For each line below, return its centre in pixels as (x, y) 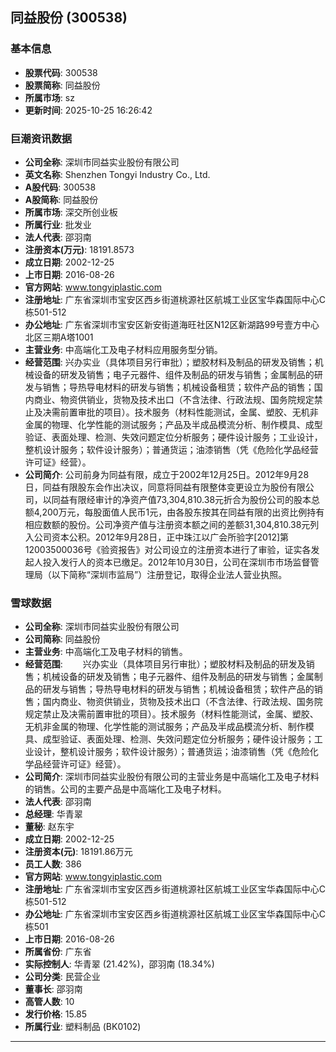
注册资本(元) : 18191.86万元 (78, 852)
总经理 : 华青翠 (53, 814)
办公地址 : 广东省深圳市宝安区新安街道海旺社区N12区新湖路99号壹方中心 (172, 324)
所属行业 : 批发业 (58, 224)
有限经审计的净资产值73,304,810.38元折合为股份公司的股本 (190, 499)
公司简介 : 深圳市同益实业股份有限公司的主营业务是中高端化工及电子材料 (172, 777)
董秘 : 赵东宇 (49, 827)
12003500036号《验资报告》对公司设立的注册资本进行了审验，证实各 (168, 549)
